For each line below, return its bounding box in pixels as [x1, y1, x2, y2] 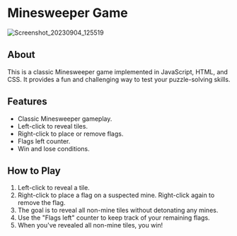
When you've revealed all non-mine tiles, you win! [17, 221, 163, 230]
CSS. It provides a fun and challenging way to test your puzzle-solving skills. [7, 75, 231, 83]
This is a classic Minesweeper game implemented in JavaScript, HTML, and [7, 67, 229, 76]
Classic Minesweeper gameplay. [17, 114, 112, 123]
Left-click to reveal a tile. [17, 184, 90, 192]
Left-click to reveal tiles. [17, 122, 88, 130]
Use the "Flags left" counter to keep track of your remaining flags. [17, 213, 210, 222]
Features [7, 95, 47, 107]
